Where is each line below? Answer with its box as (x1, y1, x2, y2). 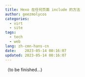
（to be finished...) (5, 67, 42, 73)
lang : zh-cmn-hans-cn (5, 44, 49, 49)
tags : (5, 30, 16, 35)
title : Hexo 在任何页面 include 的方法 (5, 7, 81, 12)
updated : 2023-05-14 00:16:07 (5, 52, 67, 58)
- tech (9, 35, 23, 40)
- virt (9, 21, 23, 26)
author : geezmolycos (5, 12, 47, 17)
